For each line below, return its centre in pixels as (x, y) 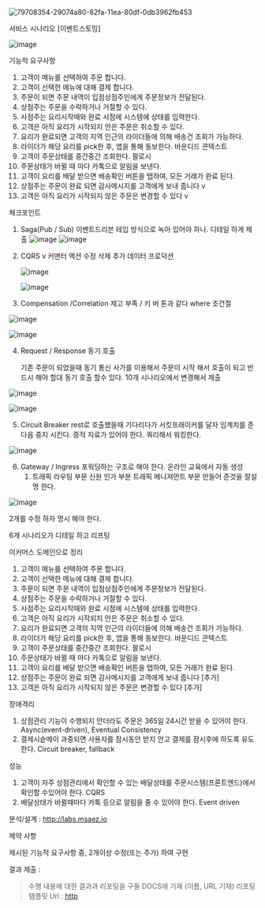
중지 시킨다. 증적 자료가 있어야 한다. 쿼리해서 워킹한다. (118, 435)
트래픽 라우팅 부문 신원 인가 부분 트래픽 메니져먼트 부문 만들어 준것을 (137, 477)
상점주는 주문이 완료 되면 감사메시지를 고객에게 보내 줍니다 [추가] (120, 677)
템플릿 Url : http (53, 896)
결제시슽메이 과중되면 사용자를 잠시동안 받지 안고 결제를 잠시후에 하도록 (130, 739)
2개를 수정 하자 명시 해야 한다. (55, 518)
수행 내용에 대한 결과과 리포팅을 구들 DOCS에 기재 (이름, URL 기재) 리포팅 (142, 886)
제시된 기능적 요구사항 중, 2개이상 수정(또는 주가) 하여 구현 (99, 852)
